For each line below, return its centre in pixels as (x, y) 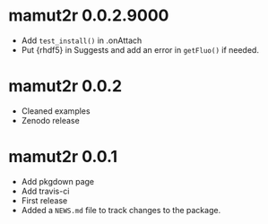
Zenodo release (50, 120)
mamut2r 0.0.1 (63, 157)
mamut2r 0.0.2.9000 (89, 16)
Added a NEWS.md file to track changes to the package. (121, 210)
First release (44, 200)
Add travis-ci (45, 191)
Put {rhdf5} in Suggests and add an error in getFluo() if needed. (140, 49)
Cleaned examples (56, 111)
